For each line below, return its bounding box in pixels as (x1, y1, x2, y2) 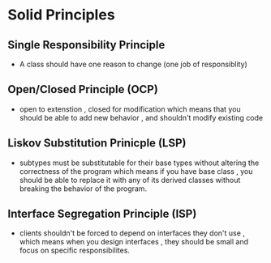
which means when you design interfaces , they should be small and (19, 237, 249, 247)
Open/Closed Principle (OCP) (7, 83, 159, 96)
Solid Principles (7, 6, 115, 24)
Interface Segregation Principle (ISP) (7, 207, 197, 221)
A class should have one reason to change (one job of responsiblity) (19, 59, 248, 69)
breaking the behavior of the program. (19, 184, 148, 193)
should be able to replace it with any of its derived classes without (19, 175, 241, 185)
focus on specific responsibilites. (19, 245, 131, 256)
